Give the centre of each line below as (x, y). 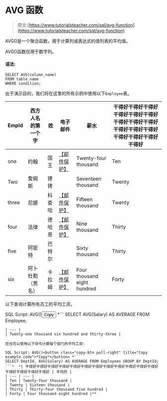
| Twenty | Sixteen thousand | (38, 385)
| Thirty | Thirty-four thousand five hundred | (56, 390)
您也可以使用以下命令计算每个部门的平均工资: (45, 344)
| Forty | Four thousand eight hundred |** (51, 394)
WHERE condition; (23, 84)
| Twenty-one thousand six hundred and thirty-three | (63, 334)
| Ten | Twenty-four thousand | (39, 381)
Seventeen (89, 179)
